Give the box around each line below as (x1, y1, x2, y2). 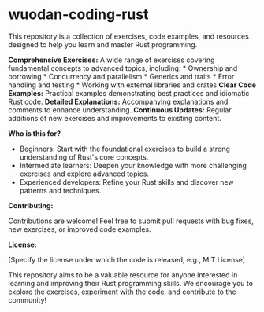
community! (8, 295, 47, 304)
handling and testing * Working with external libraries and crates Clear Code (8, 80, 257, 90)
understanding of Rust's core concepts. (19, 152, 149, 162)
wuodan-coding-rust (8, 6, 149, 24)
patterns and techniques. (19, 185, 102, 195)
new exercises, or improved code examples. (8, 224, 151, 233)
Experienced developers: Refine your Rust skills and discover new (19, 177, 234, 186)
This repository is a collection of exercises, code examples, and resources (8, 31, 250, 41)
